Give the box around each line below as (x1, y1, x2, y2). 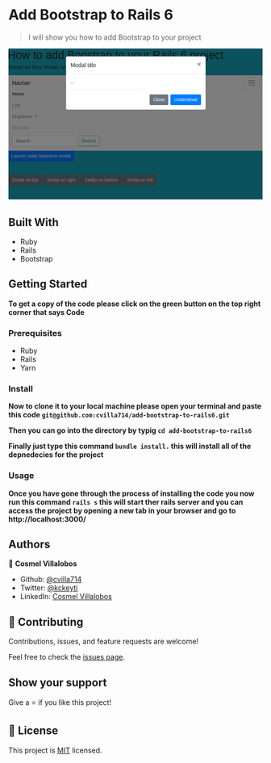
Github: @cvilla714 (19, 575, 82, 585)
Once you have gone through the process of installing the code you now (8, 488, 255, 498)
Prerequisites (8, 327, 62, 338)
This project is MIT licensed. (8, 745, 102, 755)
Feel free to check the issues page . (8, 652, 125, 662)
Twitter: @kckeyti (19, 583, 78, 593)
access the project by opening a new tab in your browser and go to (8, 505, 236, 515)
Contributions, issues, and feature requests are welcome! (8, 636, 199, 647)
